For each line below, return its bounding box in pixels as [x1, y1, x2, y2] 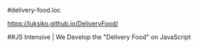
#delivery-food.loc [7, 6, 61, 14]
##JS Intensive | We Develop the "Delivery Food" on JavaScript [7, 33, 191, 41]
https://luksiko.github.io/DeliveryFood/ [7, 19, 119, 27]
